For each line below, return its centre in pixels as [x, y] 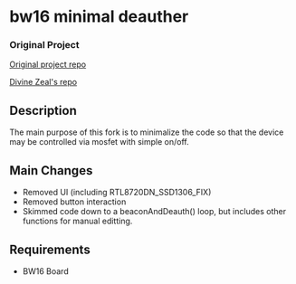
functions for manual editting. [77, 221]
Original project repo [48, 64]
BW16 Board [46, 271]
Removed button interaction [74, 202]
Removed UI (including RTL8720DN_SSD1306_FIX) [117, 193]
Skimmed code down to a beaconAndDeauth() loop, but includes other [154, 212]
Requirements [50, 249]
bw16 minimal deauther [99, 17]
